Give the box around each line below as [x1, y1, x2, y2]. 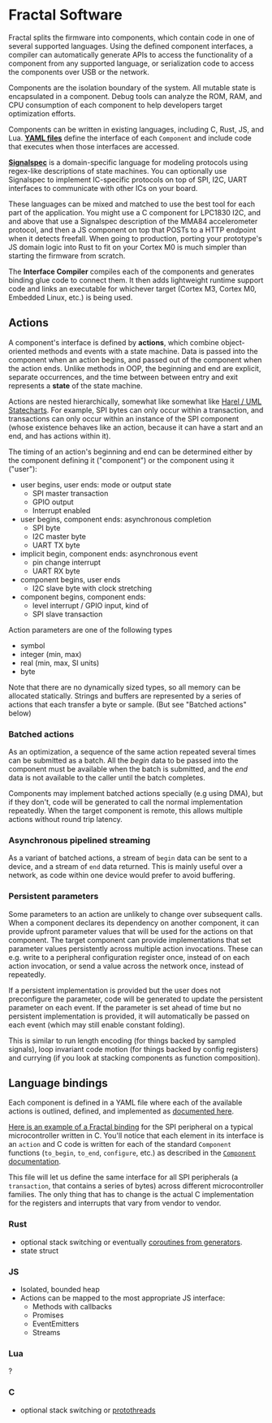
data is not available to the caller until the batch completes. [8, 773, 205, 783]
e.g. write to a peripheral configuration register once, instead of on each [8, 952, 250, 962]
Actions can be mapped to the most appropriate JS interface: [19, 1293, 226, 1303]
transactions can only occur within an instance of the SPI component [8, 413, 240, 423]
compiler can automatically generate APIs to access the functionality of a [8, 50, 253, 59]
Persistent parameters [8, 891, 99, 902]
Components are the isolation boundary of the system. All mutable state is [8, 83, 257, 93]
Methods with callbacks [32, 1302, 112, 1312]
